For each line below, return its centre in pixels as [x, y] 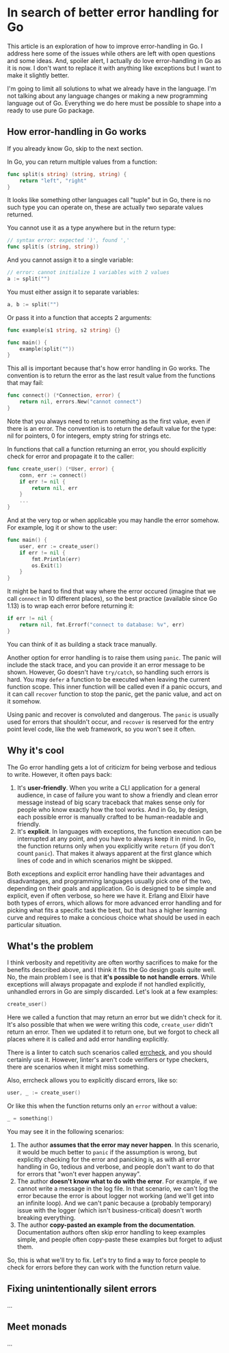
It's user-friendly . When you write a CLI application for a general [108, 787]
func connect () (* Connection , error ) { [64, 395]
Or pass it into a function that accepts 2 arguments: [80, 317]
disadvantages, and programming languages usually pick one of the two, [110, 881]
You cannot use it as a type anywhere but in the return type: [92, 228]
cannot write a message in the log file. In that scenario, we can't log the [118, 1189]
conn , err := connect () [53, 475]
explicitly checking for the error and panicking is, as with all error [108, 1159]
